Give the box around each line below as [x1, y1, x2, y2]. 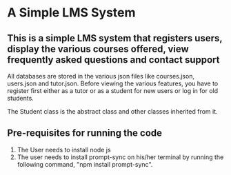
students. [7, 94, 34, 102]
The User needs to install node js [17, 145, 112, 154]
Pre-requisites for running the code [7, 127, 163, 139]
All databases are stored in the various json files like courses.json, [7, 72, 195, 80]
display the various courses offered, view [7, 43, 190, 54]
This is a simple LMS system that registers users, [7, 32, 223, 44]
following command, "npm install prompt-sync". [17, 160, 153, 168]
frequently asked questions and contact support [7, 54, 220, 65]
